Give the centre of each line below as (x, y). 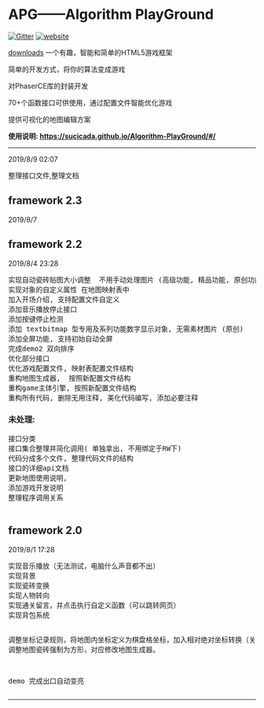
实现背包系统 (29, 615)
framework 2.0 (45, 531)
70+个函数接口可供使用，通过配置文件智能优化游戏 (90, 102)
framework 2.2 (45, 244)
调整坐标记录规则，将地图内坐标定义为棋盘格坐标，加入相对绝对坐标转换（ (128, 640)
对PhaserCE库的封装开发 (48, 86)
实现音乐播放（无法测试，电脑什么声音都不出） (84, 566)
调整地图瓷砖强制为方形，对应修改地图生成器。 (84, 649)
